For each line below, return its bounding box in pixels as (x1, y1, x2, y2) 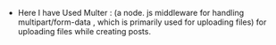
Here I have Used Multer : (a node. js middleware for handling (17, 8, 245, 18)
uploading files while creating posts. (17, 26, 152, 36)
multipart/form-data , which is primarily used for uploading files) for (17, 17, 267, 27)
